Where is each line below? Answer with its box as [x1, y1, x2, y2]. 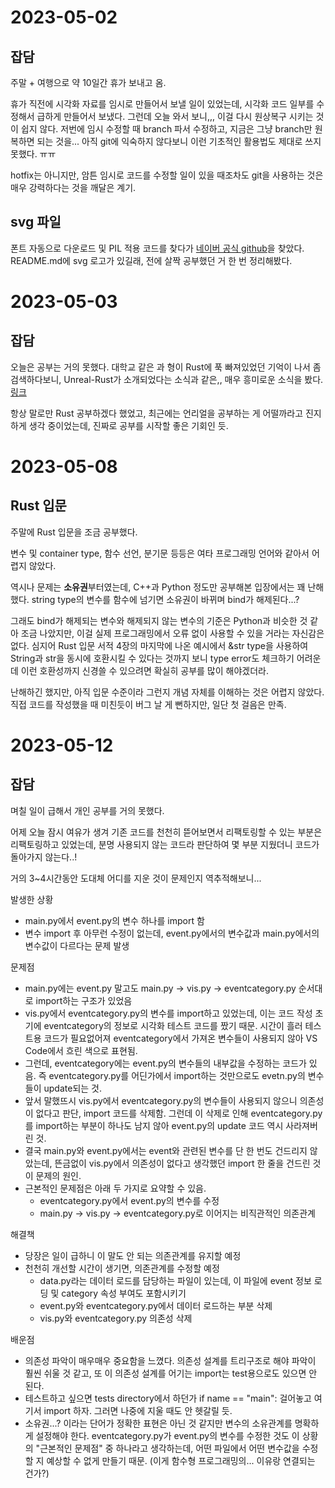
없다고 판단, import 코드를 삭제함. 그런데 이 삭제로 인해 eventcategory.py [35, 1107, 323, 1119]
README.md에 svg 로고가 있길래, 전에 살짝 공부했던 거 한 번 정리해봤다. [10, 254, 293, 266]
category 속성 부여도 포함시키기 [61, 1287, 187, 1299]
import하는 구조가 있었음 [35, 994, 133, 1006]
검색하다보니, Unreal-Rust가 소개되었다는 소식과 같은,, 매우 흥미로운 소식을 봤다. [10, 373, 324, 385]
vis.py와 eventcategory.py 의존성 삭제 [39, 1312, 193, 1324]
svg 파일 [10, 214, 62, 231]
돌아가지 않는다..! [10, 851, 78, 863]
